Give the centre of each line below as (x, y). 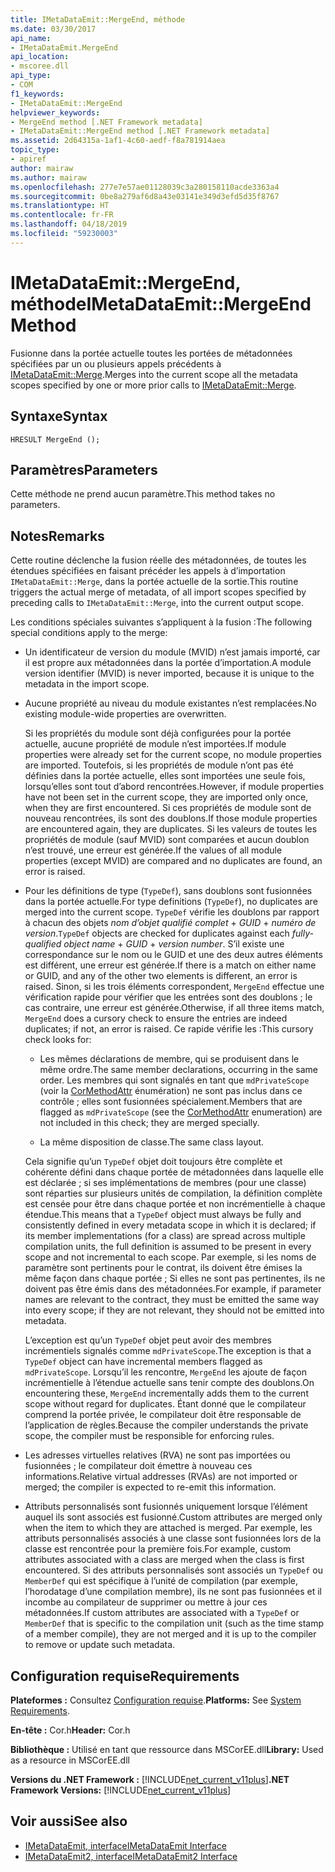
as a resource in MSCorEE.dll (70, 1760)
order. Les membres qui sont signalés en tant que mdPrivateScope (174, 1080)
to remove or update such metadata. (100, 1645)
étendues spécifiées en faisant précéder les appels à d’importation (148, 571)
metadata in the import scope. (87, 684)
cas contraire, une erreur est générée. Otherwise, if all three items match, (174, 1008)
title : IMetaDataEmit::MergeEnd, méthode (98, 19)
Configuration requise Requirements (125, 1676)
